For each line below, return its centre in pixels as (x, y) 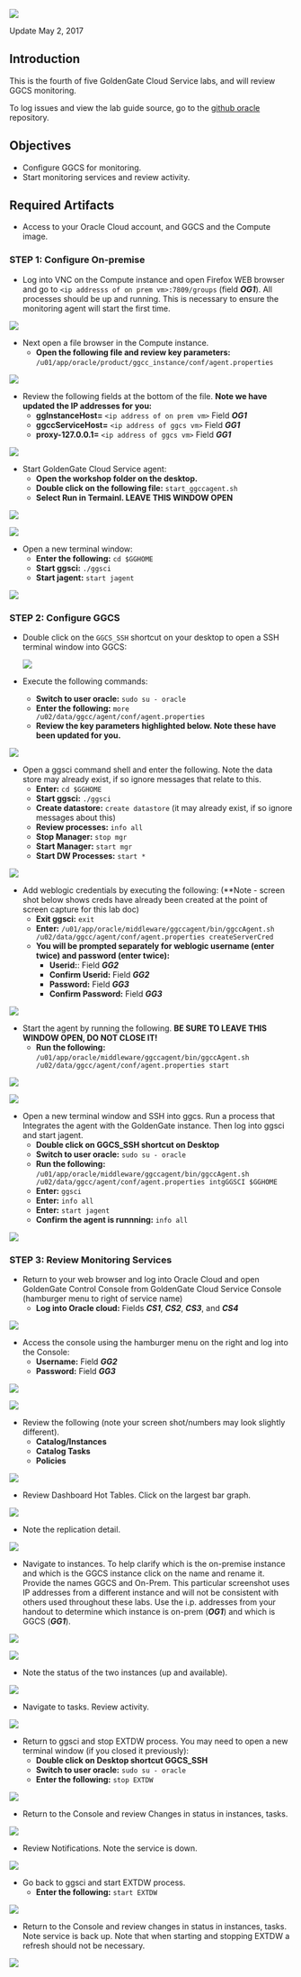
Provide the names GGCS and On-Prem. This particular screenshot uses (156, 1583)
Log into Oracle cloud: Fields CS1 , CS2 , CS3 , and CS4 (137, 1308)
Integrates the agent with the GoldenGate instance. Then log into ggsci (153, 1125)
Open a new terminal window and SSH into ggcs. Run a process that (149, 1116)
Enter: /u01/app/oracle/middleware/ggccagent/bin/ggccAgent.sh (155, 929)
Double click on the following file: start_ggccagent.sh (137, 487)
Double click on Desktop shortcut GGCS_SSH (122, 1761)
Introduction (45, 59)
